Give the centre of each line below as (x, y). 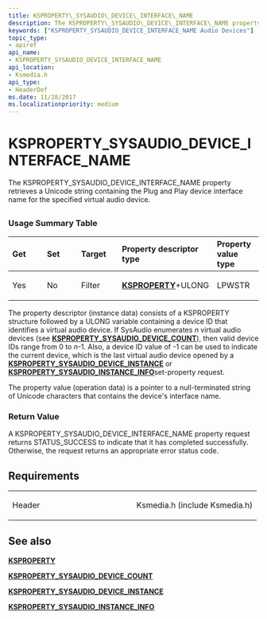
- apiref (23, 45)
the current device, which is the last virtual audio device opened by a (121, 355)
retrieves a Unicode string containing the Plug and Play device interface (126, 191)
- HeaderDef (28, 90)
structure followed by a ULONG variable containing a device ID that (118, 321)
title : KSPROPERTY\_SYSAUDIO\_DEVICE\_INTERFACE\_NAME (101, 16)
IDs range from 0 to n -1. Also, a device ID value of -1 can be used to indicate (133, 346)
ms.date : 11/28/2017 (43, 97)
